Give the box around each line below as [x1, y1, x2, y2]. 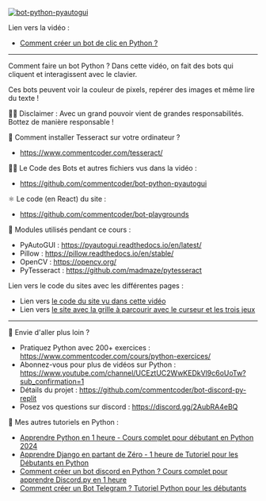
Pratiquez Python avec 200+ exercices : [19, 343, 150, 353]
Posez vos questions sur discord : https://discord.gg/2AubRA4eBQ [19, 402, 238, 411]
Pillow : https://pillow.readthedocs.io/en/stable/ [19, 249, 174, 258]
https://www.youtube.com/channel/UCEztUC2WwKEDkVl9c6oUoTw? [19, 368, 247, 377]
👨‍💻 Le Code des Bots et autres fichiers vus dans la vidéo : [8, 164, 197, 172]
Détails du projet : [19, 385, 78, 395]
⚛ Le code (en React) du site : [8, 195, 107, 203]
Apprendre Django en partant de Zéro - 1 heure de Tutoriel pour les [19, 449, 239, 459]
